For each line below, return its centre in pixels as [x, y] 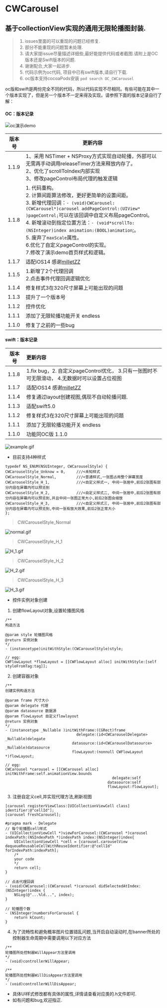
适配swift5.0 [41, 407]
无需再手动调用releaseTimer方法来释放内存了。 [81, 164]
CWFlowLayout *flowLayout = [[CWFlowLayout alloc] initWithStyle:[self [81, 662]
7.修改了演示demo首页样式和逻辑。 [67, 252]
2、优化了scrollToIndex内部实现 [63, 171]
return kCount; [30, 918]
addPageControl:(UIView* [111, 209]
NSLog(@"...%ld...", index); [44, 895]
